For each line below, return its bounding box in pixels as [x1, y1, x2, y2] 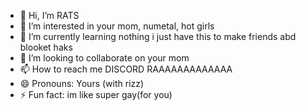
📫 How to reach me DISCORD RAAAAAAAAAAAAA [19, 63, 233, 75]
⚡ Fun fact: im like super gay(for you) [19, 89, 173, 100]
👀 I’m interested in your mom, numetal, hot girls [19, 20, 215, 32]
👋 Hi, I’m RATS [19, 10, 80, 21]
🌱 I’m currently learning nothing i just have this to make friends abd [19, 31, 297, 42]
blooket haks [19, 41, 73, 53]
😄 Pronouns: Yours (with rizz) [19, 78, 145, 89]
